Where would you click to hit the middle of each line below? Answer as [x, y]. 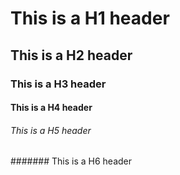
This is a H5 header [51, 130]
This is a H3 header [58, 84]
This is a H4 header [51, 108]
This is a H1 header [90, 18]
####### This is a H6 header [71, 161]
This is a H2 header [71, 55]
